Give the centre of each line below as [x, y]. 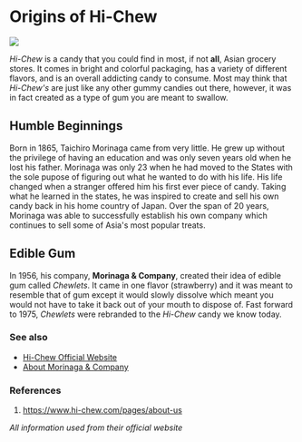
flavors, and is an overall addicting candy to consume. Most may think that [148, 78]
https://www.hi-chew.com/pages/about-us [102, 410]
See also [29, 338]
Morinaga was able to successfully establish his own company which [138, 215]
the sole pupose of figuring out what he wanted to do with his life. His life [146, 177]
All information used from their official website [96, 427]
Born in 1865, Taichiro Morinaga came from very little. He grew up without [147, 148]
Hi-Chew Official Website [70, 357]
